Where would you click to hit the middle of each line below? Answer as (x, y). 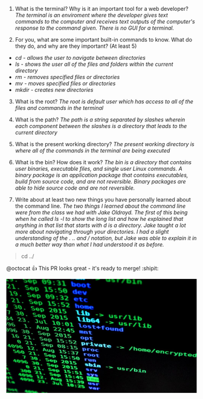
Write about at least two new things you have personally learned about (103, 199)
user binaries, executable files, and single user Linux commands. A (98, 169)
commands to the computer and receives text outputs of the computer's (105, 21)
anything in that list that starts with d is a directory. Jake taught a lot (100, 225)
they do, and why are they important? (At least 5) (76, 46)
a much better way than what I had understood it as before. (89, 244)
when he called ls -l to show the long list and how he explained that (99, 219)
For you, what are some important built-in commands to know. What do (103, 40)
